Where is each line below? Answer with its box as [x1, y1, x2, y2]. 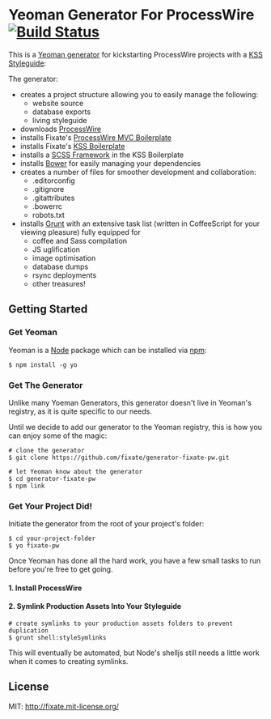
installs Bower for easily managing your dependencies [19, 158, 201, 168]
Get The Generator [8, 379, 83, 390]
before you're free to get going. [8, 564, 113, 574]
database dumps [32, 262, 89, 271]
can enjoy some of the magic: [8, 431, 108, 440]
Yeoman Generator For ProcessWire [8, 6, 255, 24]
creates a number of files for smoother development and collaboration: [19, 167, 256, 177]
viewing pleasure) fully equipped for [19, 227, 142, 236]
